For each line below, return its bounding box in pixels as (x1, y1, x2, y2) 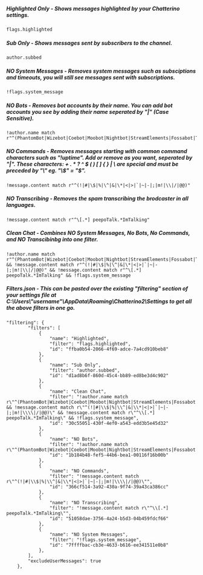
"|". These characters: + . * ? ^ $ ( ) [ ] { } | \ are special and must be (6, 160, 179, 168)
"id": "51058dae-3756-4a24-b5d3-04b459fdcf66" (49, 515, 169, 522)
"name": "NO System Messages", (49, 531, 129, 537)
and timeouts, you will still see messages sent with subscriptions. (6, 73, 175, 81)
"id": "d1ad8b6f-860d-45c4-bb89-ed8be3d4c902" (49, 372, 169, 378)
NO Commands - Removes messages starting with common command (6, 148, 187, 155)
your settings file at (6, 291, 57, 299)
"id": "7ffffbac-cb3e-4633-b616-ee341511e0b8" (49, 542, 169, 548)
